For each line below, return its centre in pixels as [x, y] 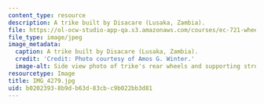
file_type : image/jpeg [45, 37]
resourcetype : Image [42, 74]
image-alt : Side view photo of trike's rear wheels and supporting [128, 66]
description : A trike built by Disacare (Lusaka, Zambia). [107, 23]
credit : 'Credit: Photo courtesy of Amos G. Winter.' [105, 59]
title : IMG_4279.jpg [42, 81]
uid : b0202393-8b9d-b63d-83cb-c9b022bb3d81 [81, 88]
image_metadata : [35, 45]
